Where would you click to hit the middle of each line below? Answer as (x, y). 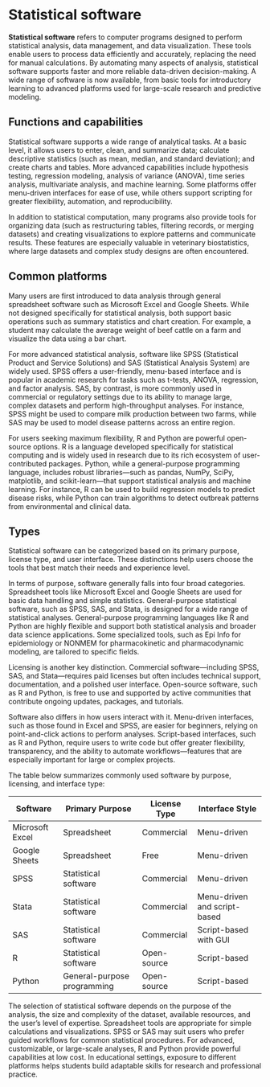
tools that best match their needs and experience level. (99, 568)
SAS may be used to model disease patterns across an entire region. (122, 422)
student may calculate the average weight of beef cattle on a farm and (125, 330)
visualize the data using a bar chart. (67, 338)
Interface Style (227, 809)
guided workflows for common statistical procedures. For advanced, (122, 1040)
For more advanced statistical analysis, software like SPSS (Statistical (123, 354)
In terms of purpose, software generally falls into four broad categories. (127, 584)
